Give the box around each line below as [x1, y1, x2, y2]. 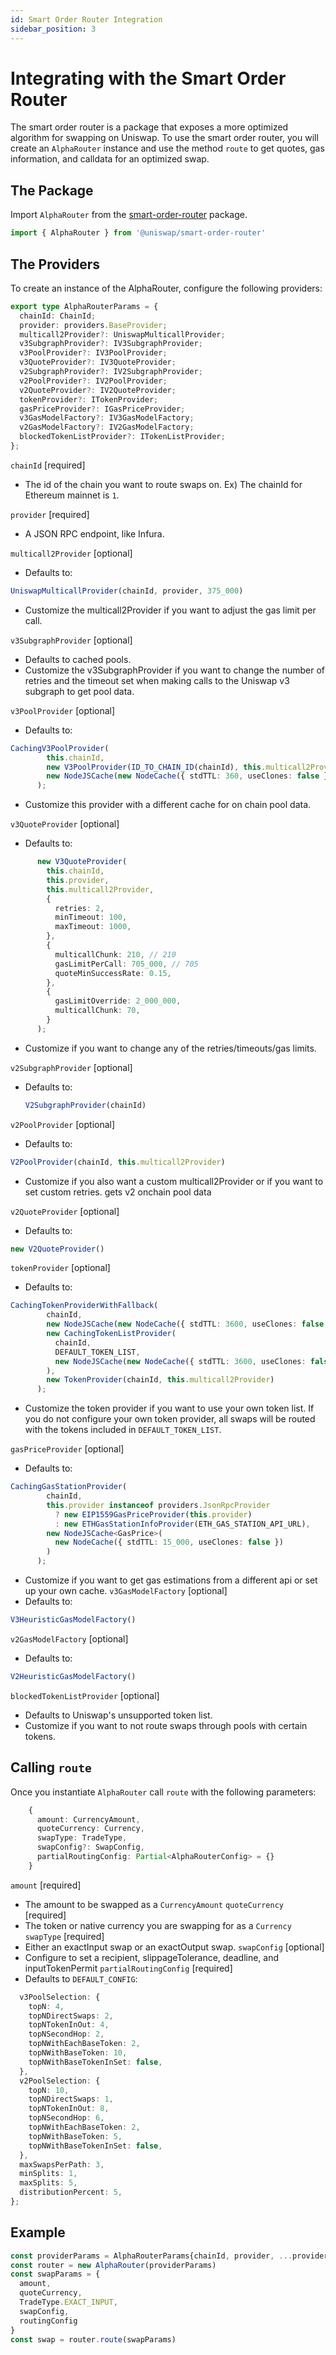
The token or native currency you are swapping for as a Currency [24, 1919, 292, 1931]
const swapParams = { [10, 2269, 101, 2280]
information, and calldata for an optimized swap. [10, 153, 210, 165]
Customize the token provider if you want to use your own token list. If [24, 1402, 315, 1415]
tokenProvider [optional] [10, 1262, 111, 1274]
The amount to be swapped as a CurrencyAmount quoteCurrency [24, 1898, 285, 1910]
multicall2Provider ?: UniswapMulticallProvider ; [19, 329, 226, 340]
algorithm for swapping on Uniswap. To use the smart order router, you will [10, 132, 319, 144]
